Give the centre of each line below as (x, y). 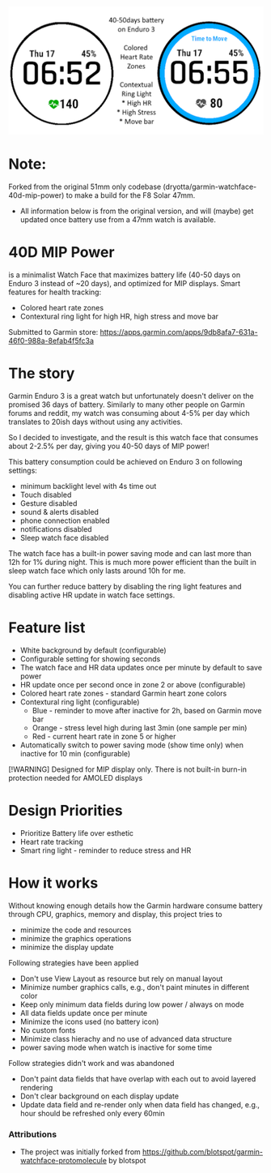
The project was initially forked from (80, 1152)
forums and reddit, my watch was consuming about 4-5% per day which (129, 413)
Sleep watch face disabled (64, 537)
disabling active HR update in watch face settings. (92, 595)
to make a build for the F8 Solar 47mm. (131, 195)
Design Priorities (66, 810)
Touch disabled (46, 494)
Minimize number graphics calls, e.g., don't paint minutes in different (134, 987)
